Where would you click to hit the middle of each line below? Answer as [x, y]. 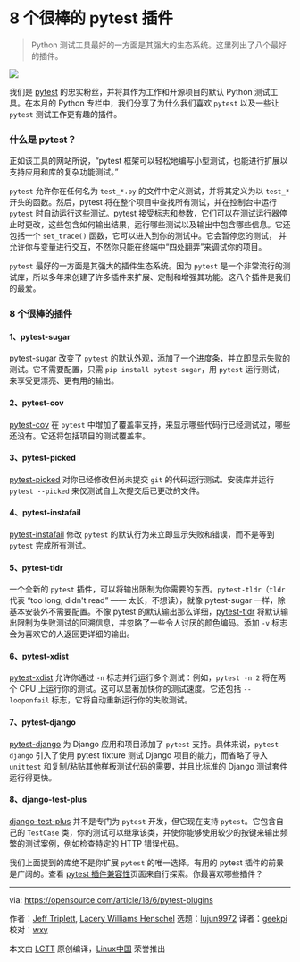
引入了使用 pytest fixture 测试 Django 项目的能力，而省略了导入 [151, 755]
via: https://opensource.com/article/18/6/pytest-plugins [112, 899]
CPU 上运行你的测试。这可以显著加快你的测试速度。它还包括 [130, 689]
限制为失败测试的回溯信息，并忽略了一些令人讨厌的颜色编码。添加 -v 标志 [152, 623]
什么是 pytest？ [43, 140]
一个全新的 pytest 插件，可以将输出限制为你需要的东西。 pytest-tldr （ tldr [147, 589]
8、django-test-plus [48, 800]
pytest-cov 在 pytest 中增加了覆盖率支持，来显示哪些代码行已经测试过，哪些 [150, 424]
